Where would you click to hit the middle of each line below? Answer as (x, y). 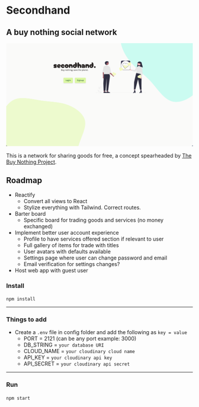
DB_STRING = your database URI (64, 345)
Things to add (26, 319)
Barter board (30, 213)
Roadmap (24, 180)
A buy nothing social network (62, 32)
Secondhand (38, 10)
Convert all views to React (55, 201)
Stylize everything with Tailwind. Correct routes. (82, 207)
